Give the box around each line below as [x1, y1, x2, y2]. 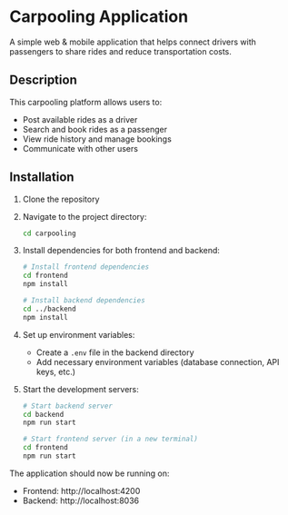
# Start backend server [22, 401, 114, 411]
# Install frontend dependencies [22, 262, 150, 272]
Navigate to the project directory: [22, 211, 147, 222]
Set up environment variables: [22, 329, 135, 340]
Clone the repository [22, 193, 100, 204]
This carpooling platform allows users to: [9, 96, 163, 107]
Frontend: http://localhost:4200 [22, 485, 141, 496]
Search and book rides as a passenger [22, 124, 168, 134]
